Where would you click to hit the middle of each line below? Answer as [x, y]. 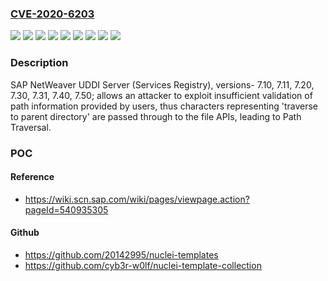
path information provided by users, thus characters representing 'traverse [164, 106]
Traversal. [31, 127]
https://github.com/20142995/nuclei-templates [121, 254]
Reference [32, 177]
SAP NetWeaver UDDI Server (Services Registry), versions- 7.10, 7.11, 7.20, [162, 84]
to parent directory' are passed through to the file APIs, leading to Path [156, 116]
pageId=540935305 [66, 209]
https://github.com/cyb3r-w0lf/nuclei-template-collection [143, 265]
